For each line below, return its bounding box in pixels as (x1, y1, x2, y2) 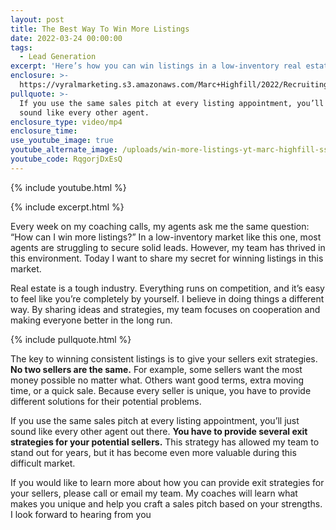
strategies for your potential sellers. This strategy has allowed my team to (10, 436, 320, 448)
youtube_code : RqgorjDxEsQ (10, 154, 123, 164)
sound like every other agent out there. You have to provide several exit (10, 425, 308, 437)
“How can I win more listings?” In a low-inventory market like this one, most (10, 231, 322, 243)
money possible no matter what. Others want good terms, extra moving (10, 374, 305, 386)
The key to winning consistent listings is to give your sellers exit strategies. (10, 352, 318, 365)
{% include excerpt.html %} (10, 201, 125, 213)
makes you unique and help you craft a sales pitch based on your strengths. (10, 497, 323, 510)
